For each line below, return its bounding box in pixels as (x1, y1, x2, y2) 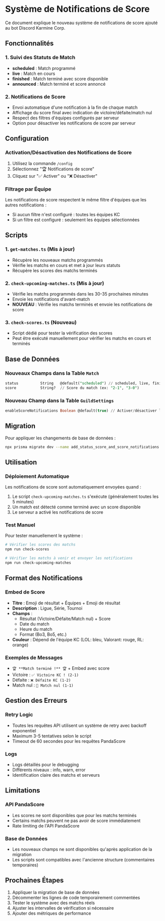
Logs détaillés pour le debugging (12, 761, 79, 767)
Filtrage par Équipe (5, 186, 52, 193)
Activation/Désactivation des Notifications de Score (5, 149, 132, 156)
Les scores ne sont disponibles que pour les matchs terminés (12, 812, 137, 818)
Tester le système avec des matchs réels (12, 900, 95, 906)
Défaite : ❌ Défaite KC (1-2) (12, 677, 71, 683)
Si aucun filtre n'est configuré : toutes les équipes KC (12, 211, 120, 217)
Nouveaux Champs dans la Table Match (5, 369, 99, 376)
